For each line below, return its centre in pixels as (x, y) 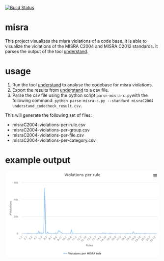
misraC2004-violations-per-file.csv (48, 135)
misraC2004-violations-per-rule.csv (49, 125)
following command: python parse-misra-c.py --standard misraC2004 (83, 100)
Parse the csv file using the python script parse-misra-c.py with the (80, 95)
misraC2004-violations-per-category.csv (54, 140)
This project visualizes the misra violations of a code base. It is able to (76, 41)
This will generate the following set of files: (49, 115)
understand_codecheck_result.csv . (47, 105)
